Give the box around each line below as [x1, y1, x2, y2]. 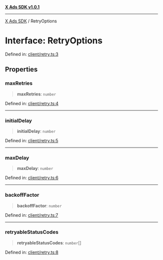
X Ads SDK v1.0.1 [5, 4, 40, 10]
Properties [5, 65, 38, 74]
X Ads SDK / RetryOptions [5, 18, 57, 24]
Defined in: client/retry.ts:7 [5, 212, 58, 218]
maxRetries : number [16, 91, 56, 97]
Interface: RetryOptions [5, 35, 103, 46]
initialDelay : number [16, 128, 56, 134]
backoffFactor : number [16, 203, 62, 208]
